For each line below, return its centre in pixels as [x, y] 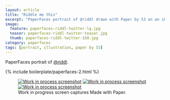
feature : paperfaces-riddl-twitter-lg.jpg [55, 29]
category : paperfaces [28, 43]
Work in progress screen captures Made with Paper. [72, 92]
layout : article [22, 10]
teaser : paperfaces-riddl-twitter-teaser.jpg [59, 33]
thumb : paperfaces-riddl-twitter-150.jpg [54, 38]
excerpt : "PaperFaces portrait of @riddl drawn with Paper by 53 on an [82, 19]
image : [12, 24]
